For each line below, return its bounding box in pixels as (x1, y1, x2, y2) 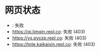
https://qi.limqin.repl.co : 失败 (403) (12, 28, 85, 34)
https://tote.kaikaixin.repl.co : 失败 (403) (12, 41, 95, 47)
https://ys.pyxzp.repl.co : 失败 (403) (12, 35, 87, 41)
